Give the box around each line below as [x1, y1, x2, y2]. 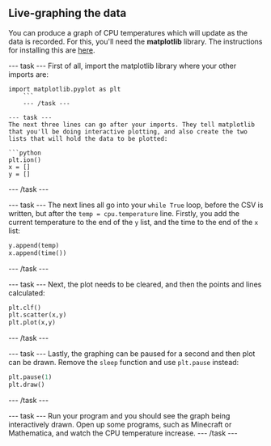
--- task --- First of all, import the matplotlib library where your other [8, 61, 237, 70]
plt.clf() [8, 304, 42, 312]
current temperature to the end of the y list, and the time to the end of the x [8, 217, 259, 227]
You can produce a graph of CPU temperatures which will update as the [8, 28, 248, 37]
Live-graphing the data [8, 6, 127, 20]
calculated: [8, 287, 46, 298]
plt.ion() [8, 155, 42, 164]
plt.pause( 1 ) [8, 373, 53, 381]
